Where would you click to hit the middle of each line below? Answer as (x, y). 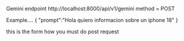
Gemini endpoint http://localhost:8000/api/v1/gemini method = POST (91, 9)
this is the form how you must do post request (63, 31)
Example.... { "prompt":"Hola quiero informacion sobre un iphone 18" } (92, 20)
